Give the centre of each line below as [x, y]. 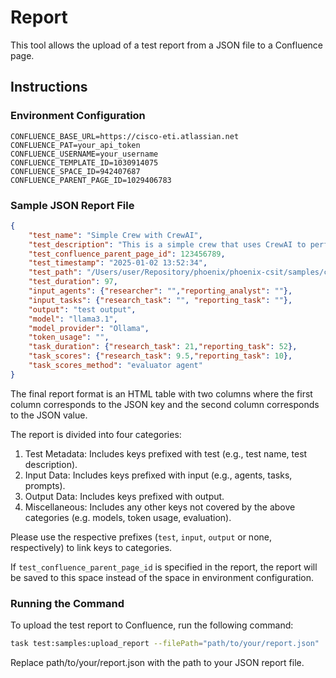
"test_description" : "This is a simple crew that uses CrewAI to [167, 244]
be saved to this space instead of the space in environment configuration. [162, 577]
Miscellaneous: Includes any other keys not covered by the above [160, 507]
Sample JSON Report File [72, 205]
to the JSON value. [49, 415]
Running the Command [67, 603]
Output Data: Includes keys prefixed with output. [124, 496]
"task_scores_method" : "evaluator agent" [115, 366]
